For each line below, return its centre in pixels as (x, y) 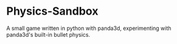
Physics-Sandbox (52, 11)
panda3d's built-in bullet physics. (48, 34)
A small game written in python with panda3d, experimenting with (89, 28)
